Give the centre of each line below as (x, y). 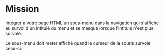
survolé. (14, 33)
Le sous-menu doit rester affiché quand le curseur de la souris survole (78, 43)
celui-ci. (14, 48)
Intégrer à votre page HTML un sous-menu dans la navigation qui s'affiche (82, 23)
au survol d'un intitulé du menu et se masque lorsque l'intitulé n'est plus (79, 28)
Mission (22, 9)
